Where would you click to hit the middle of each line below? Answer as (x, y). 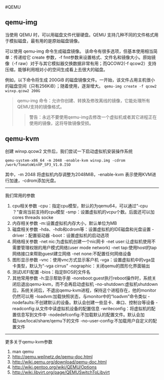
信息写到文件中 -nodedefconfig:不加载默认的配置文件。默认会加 (81, 315)
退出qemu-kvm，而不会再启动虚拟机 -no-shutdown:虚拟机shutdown (89, 284)
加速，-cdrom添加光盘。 (34, 180)
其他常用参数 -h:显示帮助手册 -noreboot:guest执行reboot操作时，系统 (82, 278)
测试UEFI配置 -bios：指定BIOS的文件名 (51, 272)
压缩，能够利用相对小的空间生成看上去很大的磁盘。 (56, 69)
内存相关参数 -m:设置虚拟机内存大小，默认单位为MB (64, 223)
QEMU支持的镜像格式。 (41, 106)
